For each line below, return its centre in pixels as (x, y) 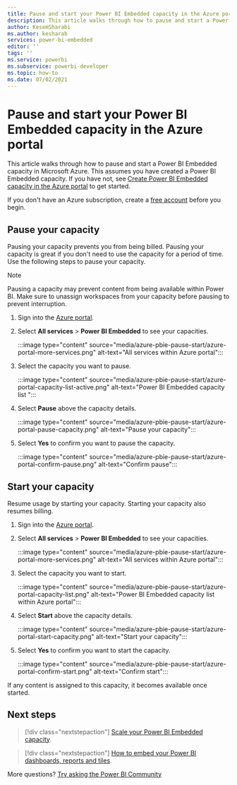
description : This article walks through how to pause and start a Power (118, 20)
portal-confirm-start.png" (55, 671)
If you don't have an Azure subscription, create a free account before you (114, 200)
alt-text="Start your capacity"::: (141, 636)
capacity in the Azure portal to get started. (69, 186)
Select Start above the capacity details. (75, 615)
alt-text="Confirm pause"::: (138, 464)
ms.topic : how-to (33, 73)
